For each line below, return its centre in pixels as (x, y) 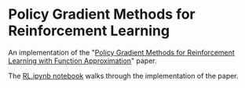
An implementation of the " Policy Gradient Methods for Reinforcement (122, 52)
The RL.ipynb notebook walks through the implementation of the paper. (123, 76)
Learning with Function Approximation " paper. (82, 61)
